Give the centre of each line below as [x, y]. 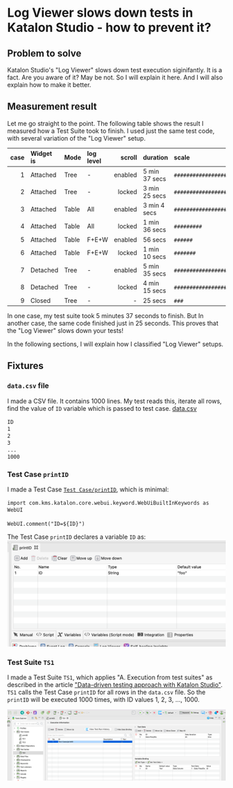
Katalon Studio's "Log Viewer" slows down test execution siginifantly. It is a [115, 70]
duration [156, 157]
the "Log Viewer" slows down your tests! [65, 331]
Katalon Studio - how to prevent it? [109, 27]
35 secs [155, 274]
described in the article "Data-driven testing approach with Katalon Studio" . [115, 685]
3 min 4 [154, 205]
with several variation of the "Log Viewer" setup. [76, 138]
